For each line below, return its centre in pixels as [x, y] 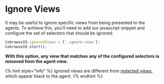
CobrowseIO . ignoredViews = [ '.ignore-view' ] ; [52, 42]
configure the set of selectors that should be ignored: [59, 33]
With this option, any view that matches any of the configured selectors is [82, 56]
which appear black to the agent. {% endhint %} [54, 76]
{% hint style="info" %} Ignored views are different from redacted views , [79, 71]
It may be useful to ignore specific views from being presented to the [75, 23]
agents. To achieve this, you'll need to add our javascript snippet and [75, 28]
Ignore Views [33, 9]
